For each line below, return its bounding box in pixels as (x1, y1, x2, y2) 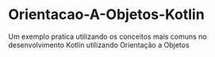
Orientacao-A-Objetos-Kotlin (8, 6, 205, 24)
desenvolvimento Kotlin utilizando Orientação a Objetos (8, 40, 190, 49)
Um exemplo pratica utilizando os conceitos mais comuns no (8, 32, 208, 41)
